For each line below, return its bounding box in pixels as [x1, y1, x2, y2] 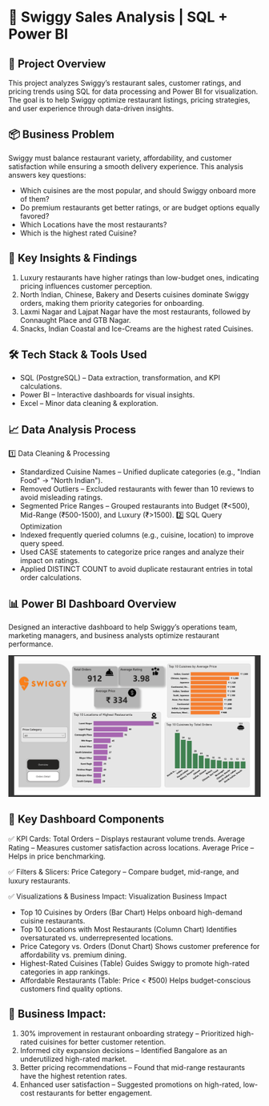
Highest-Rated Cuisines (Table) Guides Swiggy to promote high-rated [19, 958, 250, 968]
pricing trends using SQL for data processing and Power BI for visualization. [8, 86, 259, 96]
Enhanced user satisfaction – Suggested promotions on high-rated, [19, 1080, 242, 1089]
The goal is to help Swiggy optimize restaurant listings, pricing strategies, [8, 95, 251, 104]
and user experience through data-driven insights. [8, 104, 175, 113]
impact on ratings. [19, 556, 80, 565]
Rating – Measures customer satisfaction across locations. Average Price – [8, 843, 255, 852]
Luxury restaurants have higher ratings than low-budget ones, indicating [19, 272, 259, 282]
